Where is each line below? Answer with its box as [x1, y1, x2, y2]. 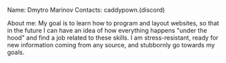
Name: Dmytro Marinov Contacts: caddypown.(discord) [7, 6, 165, 14]
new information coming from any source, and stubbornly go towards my [7, 41, 216, 49]
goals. [7, 48, 25, 56]
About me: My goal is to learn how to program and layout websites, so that [7, 19, 220, 27]
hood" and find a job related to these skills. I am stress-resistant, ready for [7, 34, 219, 42]
